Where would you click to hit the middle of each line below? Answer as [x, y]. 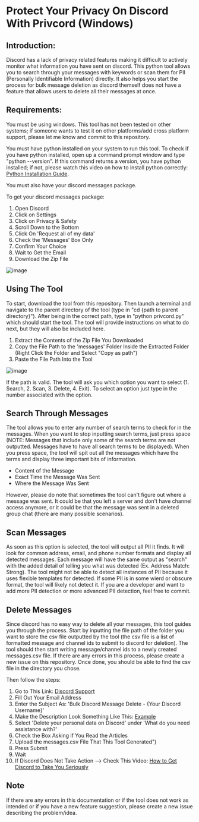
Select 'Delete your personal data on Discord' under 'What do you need [102, 723]
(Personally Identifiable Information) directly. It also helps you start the [92, 79]
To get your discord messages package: [56, 197]
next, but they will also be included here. [56, 329]
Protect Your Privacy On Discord [87, 11]
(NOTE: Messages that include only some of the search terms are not [91, 440]
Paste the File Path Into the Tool [54, 359]
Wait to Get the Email [40, 252]
